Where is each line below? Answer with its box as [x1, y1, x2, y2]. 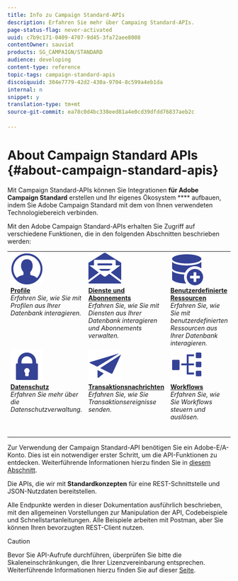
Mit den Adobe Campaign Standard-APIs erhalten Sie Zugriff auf [7, 222, 195, 230]
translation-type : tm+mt [7, 101, 81, 108]
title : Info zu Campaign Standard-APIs [7, 11, 125, 18]
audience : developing [7, 57, 72, 64]
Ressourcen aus [170, 323, 217, 332]
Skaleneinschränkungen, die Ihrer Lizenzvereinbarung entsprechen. [7, 558, 205, 567]
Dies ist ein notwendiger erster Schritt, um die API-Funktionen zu [28, 451, 217, 459]
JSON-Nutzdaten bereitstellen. [7, 487, 97, 495]
